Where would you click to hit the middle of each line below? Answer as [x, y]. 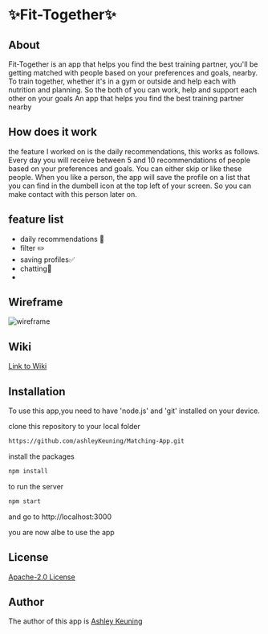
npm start [25, 501]
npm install [28, 471]
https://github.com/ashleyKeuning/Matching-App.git [96, 441]
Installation [37, 391]
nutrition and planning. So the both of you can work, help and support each [133, 90]
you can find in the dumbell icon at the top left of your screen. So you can [130, 186]
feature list [36, 220]
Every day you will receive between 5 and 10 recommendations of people [130, 160]
